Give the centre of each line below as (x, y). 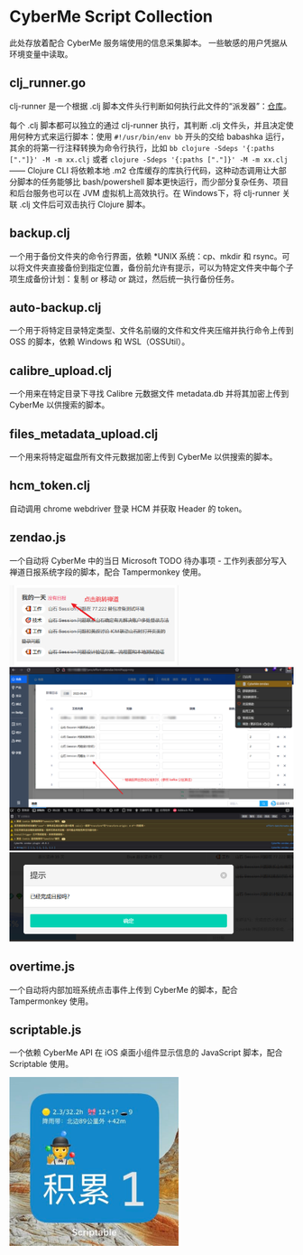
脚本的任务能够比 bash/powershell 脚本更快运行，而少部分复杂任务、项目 (153, 182)
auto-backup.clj (55, 308)
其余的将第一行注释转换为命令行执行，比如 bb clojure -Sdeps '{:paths (142, 147)
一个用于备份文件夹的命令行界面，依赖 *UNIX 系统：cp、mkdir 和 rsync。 (146, 256)
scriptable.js (46, 1030)
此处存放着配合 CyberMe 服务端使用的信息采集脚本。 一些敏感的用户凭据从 (149, 42)
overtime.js (42, 967)
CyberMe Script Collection (111, 17)
